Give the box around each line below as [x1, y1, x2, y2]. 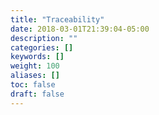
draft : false [10, 89, 65, 99]
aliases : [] [10, 71, 60, 81]
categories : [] [10, 42, 74, 53]
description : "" [10, 33, 78, 43]
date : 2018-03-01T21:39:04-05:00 [10, 24, 150, 34]
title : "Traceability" [10, 14, 105, 25]
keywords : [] [10, 52, 65, 62]
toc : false [10, 80, 56, 90]
